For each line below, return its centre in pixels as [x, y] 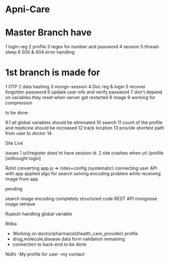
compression [19, 103]
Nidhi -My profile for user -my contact [45, 254]
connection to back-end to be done [50, 244]
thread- [152, 47]
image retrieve [20, 204]
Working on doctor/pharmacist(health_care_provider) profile [75, 234]
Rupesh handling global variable [39, 214]
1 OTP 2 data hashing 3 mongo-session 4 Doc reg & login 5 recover [75, 87]
